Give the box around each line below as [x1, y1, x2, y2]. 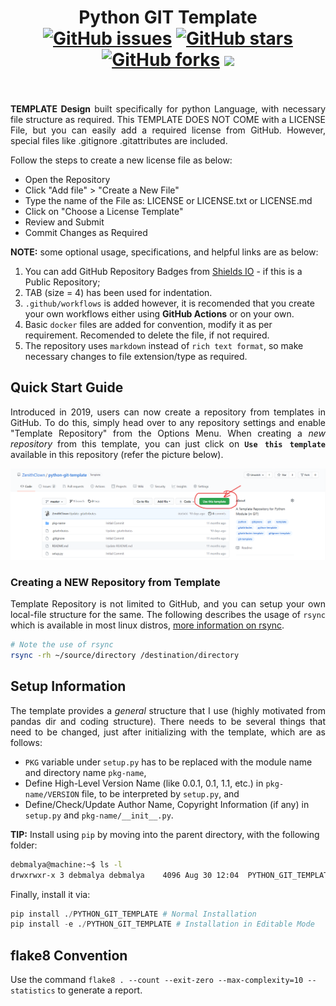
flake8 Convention [10, 947, 128, 964]
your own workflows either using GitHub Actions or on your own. [24, 307, 295, 320]
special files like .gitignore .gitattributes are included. [10, 134, 228, 146]
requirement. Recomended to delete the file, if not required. [24, 329, 270, 341]
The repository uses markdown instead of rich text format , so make [24, 339, 304, 351]
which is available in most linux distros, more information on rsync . [10, 619, 285, 631]
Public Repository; [24, 276, 101, 288]
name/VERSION [24, 789, 80, 800]
